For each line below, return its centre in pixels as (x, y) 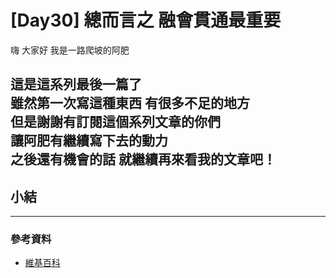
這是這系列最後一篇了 (76, 84)
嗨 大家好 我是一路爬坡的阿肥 (70, 50)
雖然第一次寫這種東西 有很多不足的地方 (130, 103)
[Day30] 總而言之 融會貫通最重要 (146, 20)
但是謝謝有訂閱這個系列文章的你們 (115, 122)
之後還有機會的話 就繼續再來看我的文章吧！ (143, 159)
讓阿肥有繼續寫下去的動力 (89, 141)
